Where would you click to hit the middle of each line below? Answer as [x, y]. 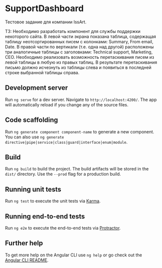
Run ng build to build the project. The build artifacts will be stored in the [77, 169]
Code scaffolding [31, 120]
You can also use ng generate [35, 137]
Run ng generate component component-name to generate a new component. [80, 132]
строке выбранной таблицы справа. [42, 72]
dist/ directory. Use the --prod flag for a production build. [63, 174]
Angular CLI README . [27, 260]
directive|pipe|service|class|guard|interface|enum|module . [66, 142]
